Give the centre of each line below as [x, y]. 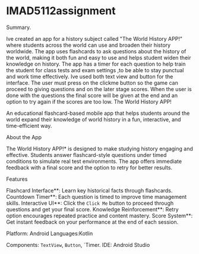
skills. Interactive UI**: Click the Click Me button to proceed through [90, 203]
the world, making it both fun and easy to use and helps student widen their [99, 57]
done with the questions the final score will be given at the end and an [92, 95]
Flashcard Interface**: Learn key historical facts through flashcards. [89, 190]
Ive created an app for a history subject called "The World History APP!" [94, 38]
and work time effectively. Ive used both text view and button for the [90, 76]
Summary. [19, 27]
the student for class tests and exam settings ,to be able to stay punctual [95, 70]
